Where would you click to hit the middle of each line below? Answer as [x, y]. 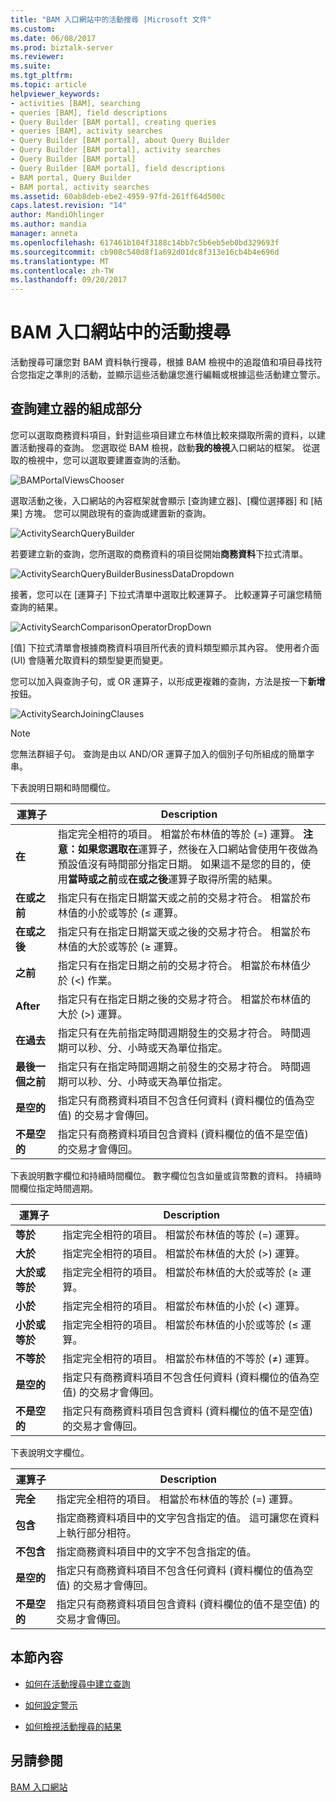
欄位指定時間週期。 [58, 1188]
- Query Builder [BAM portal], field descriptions [118, 168]
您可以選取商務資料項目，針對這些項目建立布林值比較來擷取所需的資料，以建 [168, 435]
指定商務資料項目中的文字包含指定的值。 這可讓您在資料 [188, 1518]
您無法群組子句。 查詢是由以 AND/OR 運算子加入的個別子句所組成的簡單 [158, 753]
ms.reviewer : [37, 57]
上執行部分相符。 [96, 1533]
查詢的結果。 [36, 607]
